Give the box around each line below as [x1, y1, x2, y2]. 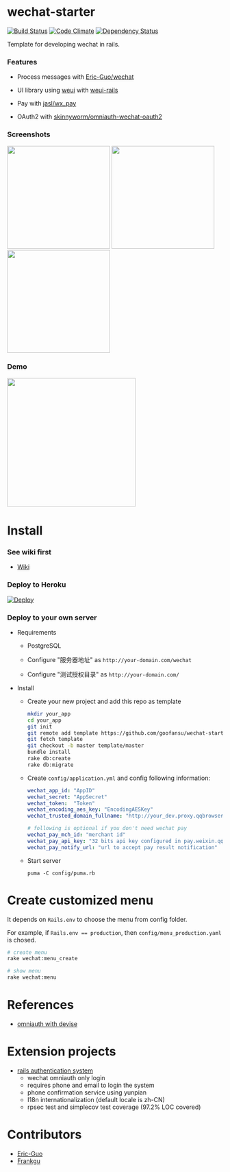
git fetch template [27, 736, 84, 743]
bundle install [27, 748, 71, 756]
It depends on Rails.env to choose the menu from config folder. [7, 915, 188, 923]
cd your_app [27, 717, 62, 724]
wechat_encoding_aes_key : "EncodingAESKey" [27, 806, 154, 813]
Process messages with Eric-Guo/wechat [16, 73, 134, 81]
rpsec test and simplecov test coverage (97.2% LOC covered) [27, 1103, 201, 1111]
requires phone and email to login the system [27, 1081, 155, 1089]
